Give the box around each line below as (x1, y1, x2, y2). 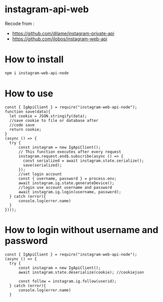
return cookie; (9, 127, 42, 132)
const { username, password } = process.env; (18, 176, 117, 181)
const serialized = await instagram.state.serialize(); (23, 158, 144, 163)
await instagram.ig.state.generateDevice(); (18, 180, 115, 186)
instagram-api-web (5, 4, 89, 15)
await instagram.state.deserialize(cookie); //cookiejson (18, 269, 144, 275)
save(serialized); (23, 162, 62, 168)
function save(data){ (5, 109, 51, 114)
